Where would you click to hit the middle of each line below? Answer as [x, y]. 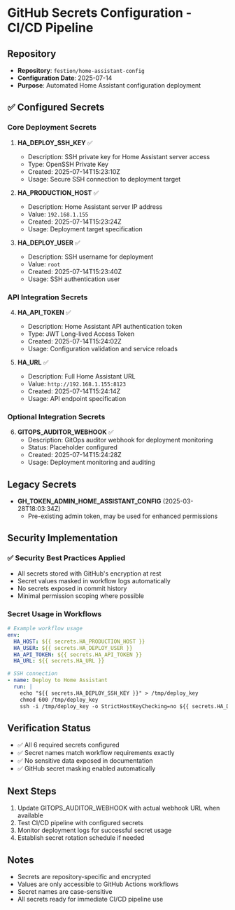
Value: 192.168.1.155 [58, 214]
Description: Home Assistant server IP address [95, 206]
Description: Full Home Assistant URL [82, 376]
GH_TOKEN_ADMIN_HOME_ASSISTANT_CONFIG [89, 501]
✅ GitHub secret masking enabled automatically [86, 768]
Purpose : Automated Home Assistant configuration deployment [109, 85]
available [30, 815]
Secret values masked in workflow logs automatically [94, 580]
